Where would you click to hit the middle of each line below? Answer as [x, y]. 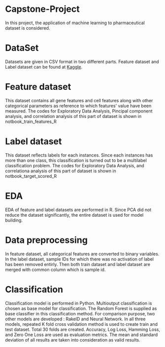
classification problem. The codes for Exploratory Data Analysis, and [75, 165]
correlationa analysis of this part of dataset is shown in [61, 171]
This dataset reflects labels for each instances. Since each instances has [79, 155]
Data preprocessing [46, 240]
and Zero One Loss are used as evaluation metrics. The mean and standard [82, 335]
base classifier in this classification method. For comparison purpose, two [80, 313]
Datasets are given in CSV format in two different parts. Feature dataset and [82, 61]
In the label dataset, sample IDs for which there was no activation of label [80, 259]
